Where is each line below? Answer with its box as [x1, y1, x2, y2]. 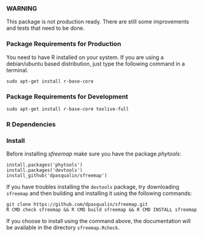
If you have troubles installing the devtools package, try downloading [6, 184, 179, 191]
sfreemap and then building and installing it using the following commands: [6, 190, 193, 197]
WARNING [6, 4, 38, 13]
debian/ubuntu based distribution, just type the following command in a [6, 60, 185, 67]
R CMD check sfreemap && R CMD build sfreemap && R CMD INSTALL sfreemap [6, 207, 198, 213]
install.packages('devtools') [6, 167, 83, 174]
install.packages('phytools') [6, 162, 83, 168]
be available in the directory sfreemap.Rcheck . [6, 224, 120, 232]
